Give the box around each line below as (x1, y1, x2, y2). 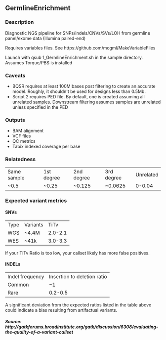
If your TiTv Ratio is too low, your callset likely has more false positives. (5, 250, 150, 256)
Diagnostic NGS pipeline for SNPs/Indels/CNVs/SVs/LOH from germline (5, 30, 151, 36)
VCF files (12, 133, 31, 139)
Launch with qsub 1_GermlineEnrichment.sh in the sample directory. (5, 54, 143, 60)
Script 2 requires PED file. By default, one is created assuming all (12, 93, 145, 99)
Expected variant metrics (5, 197, 67, 204)
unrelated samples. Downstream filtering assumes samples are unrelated (12, 99, 161, 105)
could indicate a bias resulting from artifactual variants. (5, 307, 118, 313)
